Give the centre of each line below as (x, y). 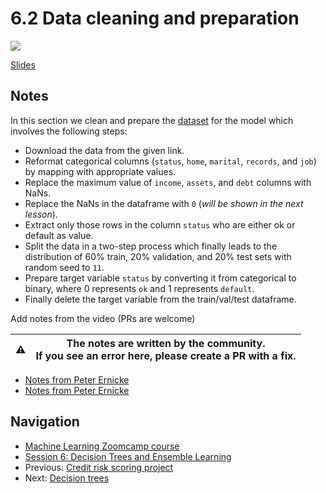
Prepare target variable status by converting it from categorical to (160, 278)
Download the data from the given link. (104, 150)
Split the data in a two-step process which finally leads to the (151, 246)
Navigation (45, 422)
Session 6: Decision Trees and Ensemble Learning (128, 456)
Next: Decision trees (67, 478)
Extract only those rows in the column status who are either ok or (160, 224)
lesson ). (41, 214)
